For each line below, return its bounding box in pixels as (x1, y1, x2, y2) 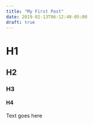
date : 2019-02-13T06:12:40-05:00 (6, 14, 88, 20)
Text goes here (6, 112, 43, 119)
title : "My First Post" (6, 8, 64, 15)
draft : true (6, 19, 35, 25)
